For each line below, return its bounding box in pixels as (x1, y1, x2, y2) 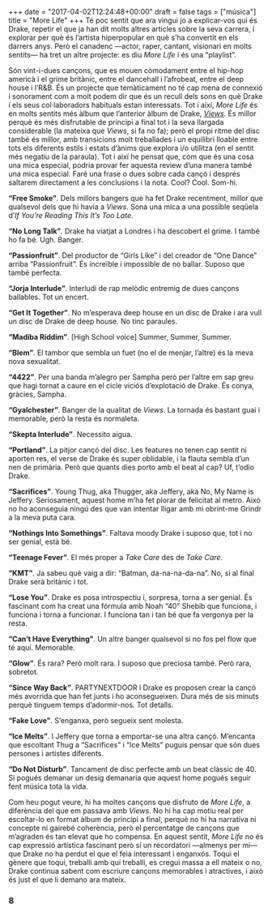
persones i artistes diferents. (8, 749, 104, 758)
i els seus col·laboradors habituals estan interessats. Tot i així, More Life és (8, 101, 258, 109)
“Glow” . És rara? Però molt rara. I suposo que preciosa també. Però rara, (8, 658, 253, 668)
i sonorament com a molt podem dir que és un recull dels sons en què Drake (8, 92, 263, 101)
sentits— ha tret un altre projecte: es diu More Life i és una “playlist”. (8, 50, 237, 59)
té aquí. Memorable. (8, 643, 75, 652)
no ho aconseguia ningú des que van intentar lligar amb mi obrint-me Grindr (8, 504, 261, 513)
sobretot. (8, 667, 39, 676)
